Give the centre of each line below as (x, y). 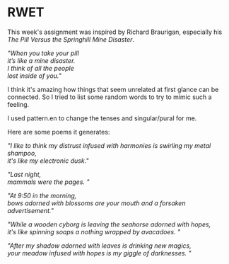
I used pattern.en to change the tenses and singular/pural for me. (102, 118)
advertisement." (31, 210)
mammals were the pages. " (48, 182)
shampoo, (22, 153)
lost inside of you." (34, 76)
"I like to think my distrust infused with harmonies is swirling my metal (109, 145)
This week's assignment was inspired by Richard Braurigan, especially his (115, 32)
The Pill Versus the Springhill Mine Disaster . (71, 39)
